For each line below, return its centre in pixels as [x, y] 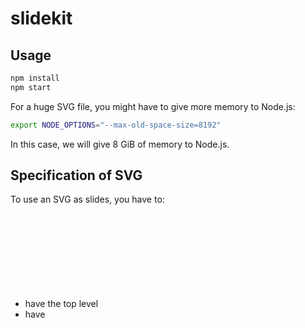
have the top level [61, 304]
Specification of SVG [76, 175]
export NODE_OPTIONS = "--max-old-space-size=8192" [116, 125]
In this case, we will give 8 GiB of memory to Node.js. [120, 144]
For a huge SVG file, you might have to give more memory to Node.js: [153, 106]
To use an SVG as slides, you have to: [87, 199]
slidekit [41, 18]
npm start [31, 87]
